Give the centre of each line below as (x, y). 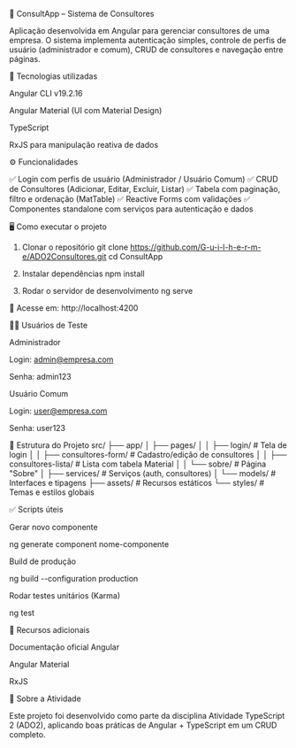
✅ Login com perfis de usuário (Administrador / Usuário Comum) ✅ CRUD (144, 179)
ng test (22, 613)
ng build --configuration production (74, 578)
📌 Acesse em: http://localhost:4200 (74, 308)
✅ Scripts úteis (36, 509)
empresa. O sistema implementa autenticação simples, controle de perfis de (148, 40)
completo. (27, 734)
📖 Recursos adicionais (49, 630)
